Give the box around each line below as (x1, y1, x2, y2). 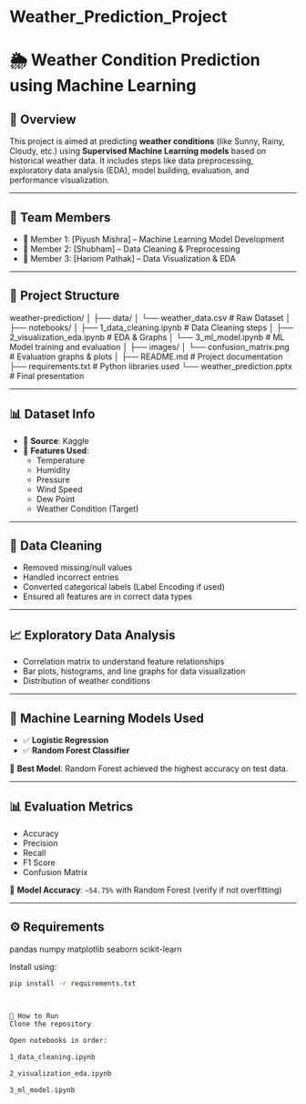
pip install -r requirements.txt (9, 978, 137, 988)
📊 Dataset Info (9, 407, 96, 422)
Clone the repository (9, 1019, 92, 1029)
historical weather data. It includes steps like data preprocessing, (9, 155, 254, 166)
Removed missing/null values (22, 562, 133, 573)
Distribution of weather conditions (22, 676, 151, 686)
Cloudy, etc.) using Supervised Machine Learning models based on (9, 146, 267, 157)
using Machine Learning (9, 76, 197, 97)
